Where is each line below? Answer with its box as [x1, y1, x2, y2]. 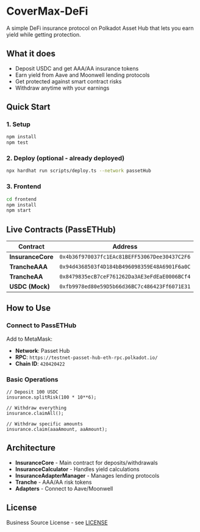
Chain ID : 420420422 [15, 360, 65, 367]
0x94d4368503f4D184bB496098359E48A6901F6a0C [59, 263, 191, 271]
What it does [6, 49, 56, 59]
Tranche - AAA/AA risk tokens [15, 478, 92, 486]
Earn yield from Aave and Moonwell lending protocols [15, 71, 150, 79]
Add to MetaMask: [6, 335, 53, 342]
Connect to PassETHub [6, 321, 77, 330]
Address [112, 243, 138, 251]
